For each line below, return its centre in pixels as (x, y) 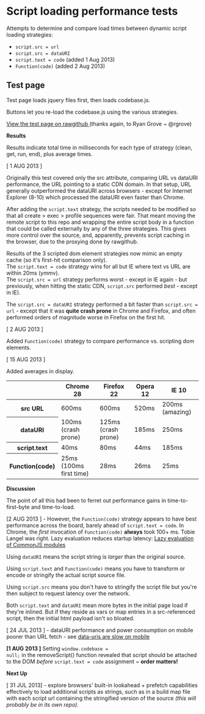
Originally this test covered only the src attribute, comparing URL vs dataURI (102, 177)
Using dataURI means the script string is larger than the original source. (96, 556)
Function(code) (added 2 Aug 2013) (60, 66)
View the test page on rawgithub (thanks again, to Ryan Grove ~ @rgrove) (99, 124)
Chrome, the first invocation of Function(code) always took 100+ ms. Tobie (101, 532)
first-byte (18, 507)
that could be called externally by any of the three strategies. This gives (96, 228)
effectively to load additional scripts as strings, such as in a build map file (99, 691)
